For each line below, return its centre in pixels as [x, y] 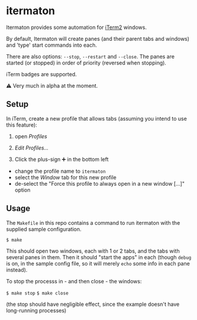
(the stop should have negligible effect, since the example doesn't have [93, 304]
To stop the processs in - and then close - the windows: [74, 281]
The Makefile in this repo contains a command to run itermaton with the [93, 222]
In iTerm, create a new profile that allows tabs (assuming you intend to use [96, 118]
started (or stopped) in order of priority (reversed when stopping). [86, 63]
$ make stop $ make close [37, 293]
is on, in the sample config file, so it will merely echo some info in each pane [98, 263]
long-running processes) [36, 310]
